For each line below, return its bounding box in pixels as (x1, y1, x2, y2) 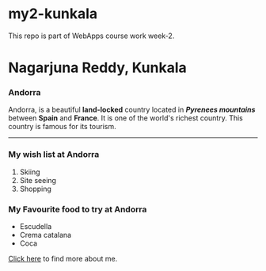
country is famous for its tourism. (8, 122, 116, 132)
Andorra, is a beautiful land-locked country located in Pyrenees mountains (8, 105, 256, 115)
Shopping (19, 184, 51, 193)
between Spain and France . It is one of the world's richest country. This (8, 113, 243, 123)
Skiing (19, 167, 41, 177)
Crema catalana (19, 231, 72, 240)
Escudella (19, 222, 52, 231)
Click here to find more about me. (8, 254, 118, 264)
